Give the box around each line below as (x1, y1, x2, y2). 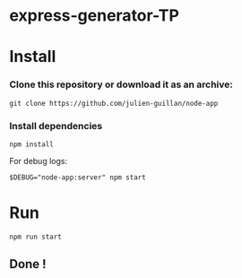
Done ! (9, 256, 47, 272)
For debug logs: (9, 155, 68, 166)
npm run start (9, 232, 63, 241)
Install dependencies (9, 119, 103, 132)
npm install (9, 140, 54, 149)
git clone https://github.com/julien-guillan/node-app (9, 99, 219, 108)
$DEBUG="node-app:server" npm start (9, 172, 146, 182)
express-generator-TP (9, 5, 179, 26)
